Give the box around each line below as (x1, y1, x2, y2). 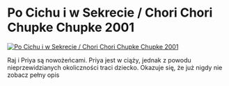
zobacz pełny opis (7, 71, 60, 79)
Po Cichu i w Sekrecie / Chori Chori (7, 5, 213, 21)
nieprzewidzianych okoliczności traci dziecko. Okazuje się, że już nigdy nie (7, 63, 223, 71)
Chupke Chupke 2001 (7, 19, 134, 35)
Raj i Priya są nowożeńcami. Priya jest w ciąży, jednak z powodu (7, 55, 191, 64)
